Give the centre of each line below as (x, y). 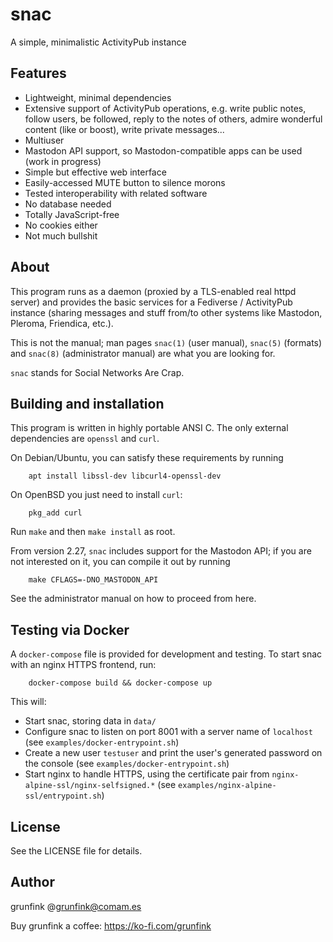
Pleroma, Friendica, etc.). (62, 323)
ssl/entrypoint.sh (63, 796)
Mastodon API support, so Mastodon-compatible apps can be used (163, 150)
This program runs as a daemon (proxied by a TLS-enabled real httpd (153, 291)
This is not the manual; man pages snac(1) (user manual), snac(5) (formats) (166, 342)
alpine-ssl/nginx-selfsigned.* (90, 786)
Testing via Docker (70, 629)
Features (38, 73)
